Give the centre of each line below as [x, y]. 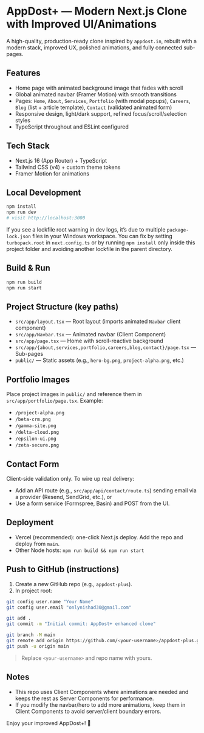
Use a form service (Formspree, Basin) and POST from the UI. [92, 503]
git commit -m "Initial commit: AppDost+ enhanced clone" [81, 624]
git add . [19, 618]
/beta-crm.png [33, 420]
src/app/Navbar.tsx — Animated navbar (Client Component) [90, 335]
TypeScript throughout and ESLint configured [72, 127]
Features [23, 73]
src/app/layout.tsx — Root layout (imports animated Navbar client [98, 322]
